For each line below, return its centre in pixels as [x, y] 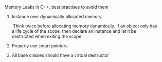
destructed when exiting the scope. [47, 36]
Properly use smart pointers [39, 46]
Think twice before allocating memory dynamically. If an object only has [85, 26]
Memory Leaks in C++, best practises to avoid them [56, 7]
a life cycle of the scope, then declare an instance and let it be [74, 31]
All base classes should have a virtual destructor [60, 55]
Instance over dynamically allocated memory [56, 16]
